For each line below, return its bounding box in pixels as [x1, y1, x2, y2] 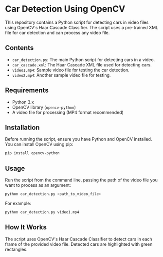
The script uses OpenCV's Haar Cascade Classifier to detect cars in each [5, 236, 152, 242]
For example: [5, 200, 32, 206]
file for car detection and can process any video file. [5, 30, 110, 35]
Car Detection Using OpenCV [5, 3, 126, 15]
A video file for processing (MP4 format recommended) [12, 109, 124, 115]
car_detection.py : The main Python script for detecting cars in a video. [12, 57, 155, 63]
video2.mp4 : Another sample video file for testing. [12, 72, 111, 78]
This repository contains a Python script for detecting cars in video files [5, 19, 149, 25]
